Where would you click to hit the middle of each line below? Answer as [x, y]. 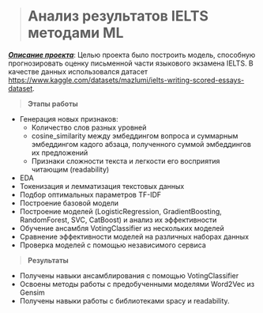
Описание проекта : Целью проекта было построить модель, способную [132, 55]
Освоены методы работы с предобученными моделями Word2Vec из [137, 284]
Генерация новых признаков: [69, 119]
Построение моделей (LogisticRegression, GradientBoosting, [121, 211]
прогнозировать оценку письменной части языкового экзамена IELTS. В [131, 63]
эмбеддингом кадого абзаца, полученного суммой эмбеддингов [141, 144]
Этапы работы [53, 104]
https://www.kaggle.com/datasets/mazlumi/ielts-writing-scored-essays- [126, 80]
